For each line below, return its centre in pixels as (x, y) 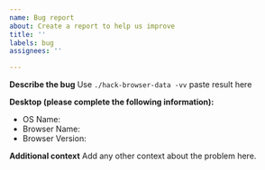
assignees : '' (36, 51)
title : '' (28, 34)
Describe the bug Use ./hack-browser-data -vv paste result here (131, 85)
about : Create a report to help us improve (92, 26)
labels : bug (32, 43)
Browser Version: (55, 139)
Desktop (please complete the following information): (112, 102)
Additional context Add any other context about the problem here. (133, 156)
